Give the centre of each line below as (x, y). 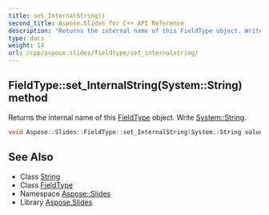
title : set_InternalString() (57, 16)
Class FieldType (46, 185)
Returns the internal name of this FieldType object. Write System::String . (127, 117)
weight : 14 (26, 46)
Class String (40, 176)
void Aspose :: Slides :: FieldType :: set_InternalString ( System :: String (125, 132)
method (28, 98)
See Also (31, 157)
